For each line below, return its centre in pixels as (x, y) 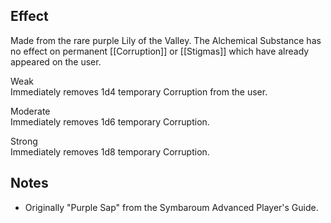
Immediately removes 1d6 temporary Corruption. (110, 121)
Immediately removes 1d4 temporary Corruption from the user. (139, 91)
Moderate (30, 111)
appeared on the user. (56, 61)
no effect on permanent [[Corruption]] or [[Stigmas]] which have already (160, 51)
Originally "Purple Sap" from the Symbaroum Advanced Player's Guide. (171, 207)
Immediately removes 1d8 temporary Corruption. (110, 151)
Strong (24, 141)
